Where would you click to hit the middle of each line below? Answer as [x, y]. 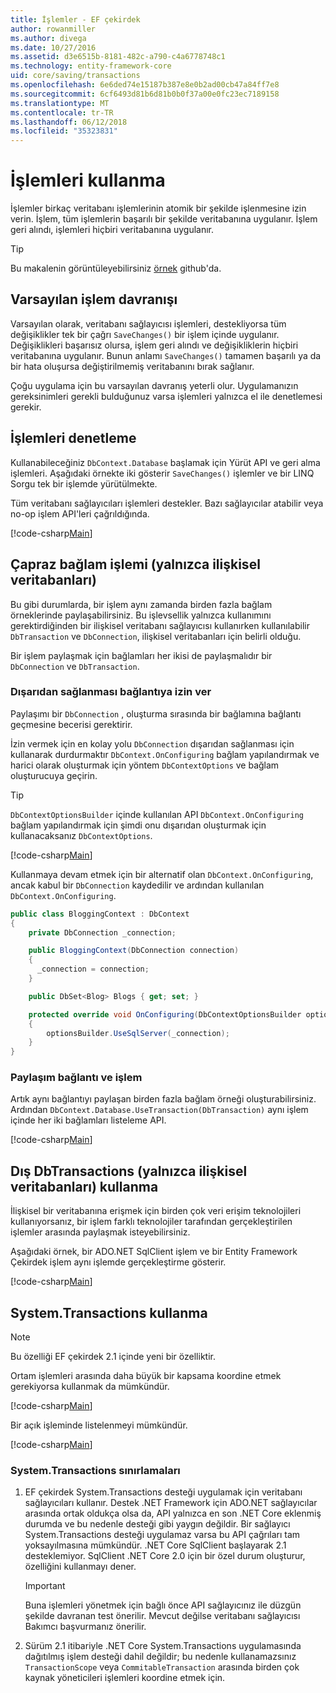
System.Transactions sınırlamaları [95, 1471]
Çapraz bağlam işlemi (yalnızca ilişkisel [135, 564]
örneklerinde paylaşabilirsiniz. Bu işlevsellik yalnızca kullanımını [141, 615]
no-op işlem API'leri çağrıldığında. [80, 513]
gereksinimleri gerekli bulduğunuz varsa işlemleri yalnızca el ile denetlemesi [166, 396]
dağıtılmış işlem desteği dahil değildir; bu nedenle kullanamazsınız [160, 1657]
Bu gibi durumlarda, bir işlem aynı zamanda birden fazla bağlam [141, 604]
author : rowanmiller [53, 29]
